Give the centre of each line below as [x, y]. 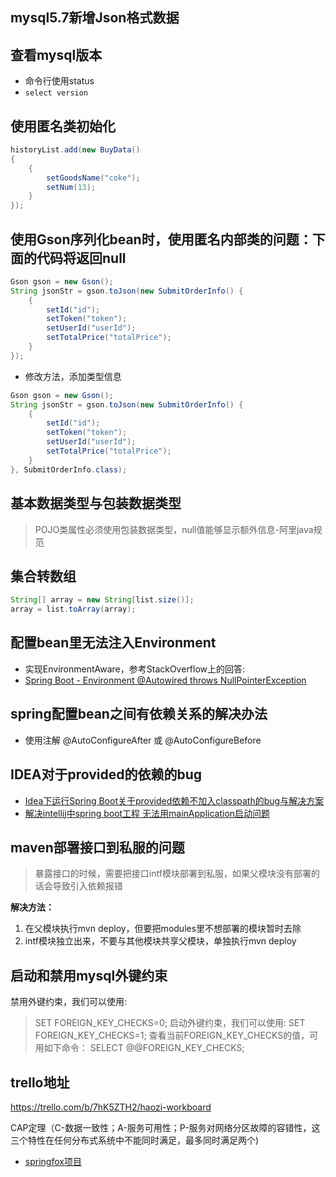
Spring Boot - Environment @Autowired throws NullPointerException [165, 680]
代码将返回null [81, 258]
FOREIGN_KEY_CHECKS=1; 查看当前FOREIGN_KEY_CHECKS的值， [172, 1035]
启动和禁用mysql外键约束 [89, 975]
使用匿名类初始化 [63, 126]
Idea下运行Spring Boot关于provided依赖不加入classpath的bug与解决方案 [174, 800]
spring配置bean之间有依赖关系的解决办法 [139, 714]
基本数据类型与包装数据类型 [96, 503]
